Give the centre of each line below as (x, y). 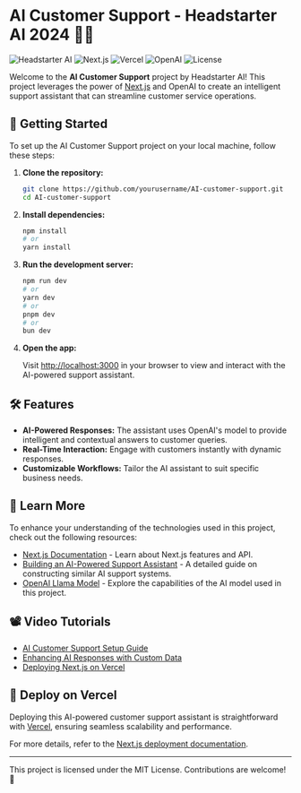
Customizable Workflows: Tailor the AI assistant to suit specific (141, 469)
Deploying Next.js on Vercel (73, 667)
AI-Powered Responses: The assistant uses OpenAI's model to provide (155, 430)
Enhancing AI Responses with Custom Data (102, 657)
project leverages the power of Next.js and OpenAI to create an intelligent (145, 86)
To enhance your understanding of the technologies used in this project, (142, 527)
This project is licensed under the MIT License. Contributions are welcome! (148, 769)
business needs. (52, 478)
